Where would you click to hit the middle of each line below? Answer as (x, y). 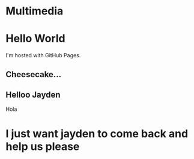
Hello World (35, 39)
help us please (43, 146)
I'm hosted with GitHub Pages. (43, 55)
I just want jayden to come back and (97, 133)
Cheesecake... (33, 74)
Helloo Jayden (33, 95)
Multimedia (35, 11)
